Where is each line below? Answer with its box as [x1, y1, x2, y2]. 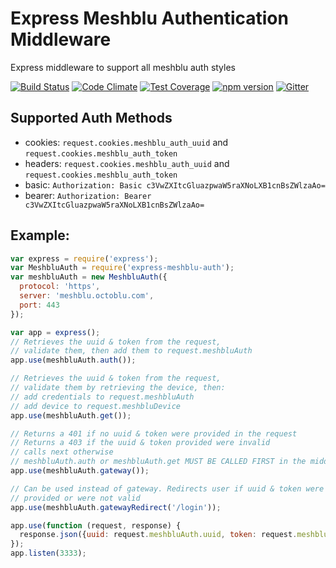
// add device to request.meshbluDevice [10, 401, 182, 411]
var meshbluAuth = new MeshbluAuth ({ [10, 272, 168, 282]
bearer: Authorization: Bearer [24, 189, 152, 201]
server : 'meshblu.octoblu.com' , [19, 291, 155, 301]
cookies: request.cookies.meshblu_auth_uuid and [24, 136, 229, 148]
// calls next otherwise [10, 447, 114, 457]
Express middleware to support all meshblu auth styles [10, 61, 237, 73]
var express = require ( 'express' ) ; [10, 253, 159, 264]
